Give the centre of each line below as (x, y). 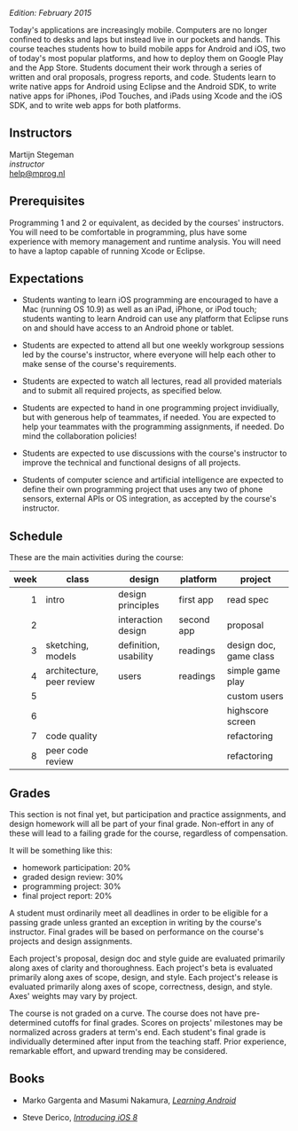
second (194, 620)
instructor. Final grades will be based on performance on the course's (137, 932)
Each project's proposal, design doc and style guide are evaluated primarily (147, 959)
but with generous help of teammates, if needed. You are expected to (149, 417)
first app (196, 600)
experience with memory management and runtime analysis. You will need (145, 241)
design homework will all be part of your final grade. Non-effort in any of (142, 824)
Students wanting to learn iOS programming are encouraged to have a (150, 300)
